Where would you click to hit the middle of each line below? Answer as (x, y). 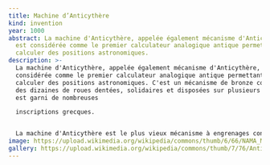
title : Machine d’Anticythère (59, 16)
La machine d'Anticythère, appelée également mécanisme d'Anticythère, (138, 68)
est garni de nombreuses (57, 98)
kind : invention (35, 23)
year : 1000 (27, 30)
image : (19, 141)
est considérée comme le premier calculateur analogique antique (127, 46)
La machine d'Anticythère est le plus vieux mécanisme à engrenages (133, 134)
